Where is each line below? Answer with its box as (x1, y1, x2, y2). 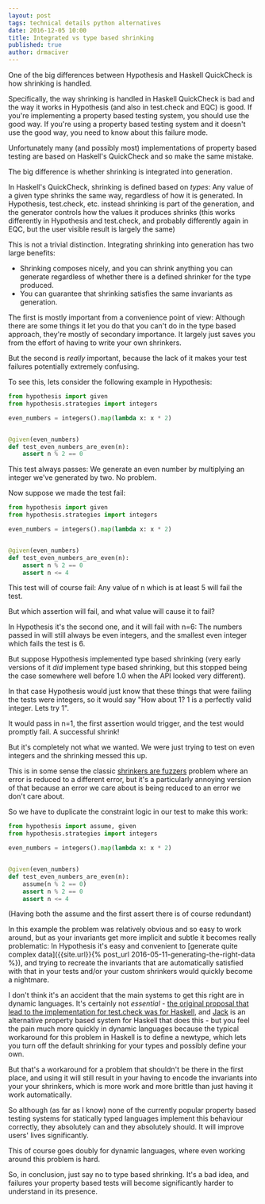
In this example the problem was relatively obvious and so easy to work (8, 925, 242, 934)
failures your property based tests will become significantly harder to (8, 1179, 234, 1188)
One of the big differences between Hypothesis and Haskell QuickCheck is (8, 71, 252, 79)
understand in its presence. (8, 1187, 98, 1196)
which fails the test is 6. (8, 639, 86, 649)
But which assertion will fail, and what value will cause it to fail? (8, 607, 216, 616)
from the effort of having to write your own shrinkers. (8, 338, 182, 347)
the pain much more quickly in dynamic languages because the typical (8, 1024, 240, 1033)
